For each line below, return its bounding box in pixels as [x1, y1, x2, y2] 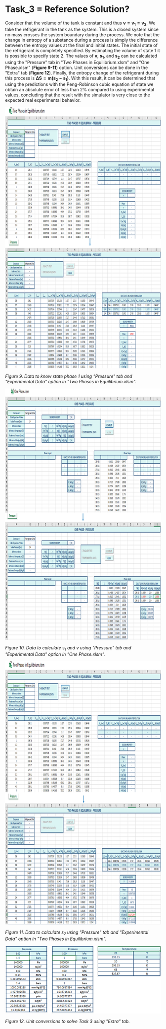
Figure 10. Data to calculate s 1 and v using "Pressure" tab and [5, 645, 132, 652]
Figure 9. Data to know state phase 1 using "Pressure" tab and [5, 373, 132, 379]
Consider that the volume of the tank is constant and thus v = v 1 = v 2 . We [5, 20, 156, 27]
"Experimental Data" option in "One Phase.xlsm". [5, 651, 105, 657]
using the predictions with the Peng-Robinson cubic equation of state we [5, 81, 154, 87]
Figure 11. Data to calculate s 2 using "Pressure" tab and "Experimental [5, 929, 149, 936]
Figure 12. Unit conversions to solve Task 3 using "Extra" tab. [5, 1018, 130, 1024]
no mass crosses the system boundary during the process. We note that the [5, 31, 160, 38]
